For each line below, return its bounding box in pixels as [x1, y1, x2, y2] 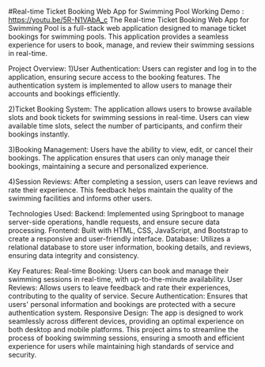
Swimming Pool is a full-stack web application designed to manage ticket [8, 24, 247, 32]
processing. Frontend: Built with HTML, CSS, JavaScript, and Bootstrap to [8, 226, 248, 235]
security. [8, 350, 37, 359]
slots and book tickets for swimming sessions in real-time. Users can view [8, 113, 250, 122]
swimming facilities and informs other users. [8, 193, 153, 203]
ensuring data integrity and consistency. [8, 251, 140, 260]
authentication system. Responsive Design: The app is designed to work [8, 308, 244, 317]
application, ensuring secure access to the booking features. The [8, 73, 221, 81]
